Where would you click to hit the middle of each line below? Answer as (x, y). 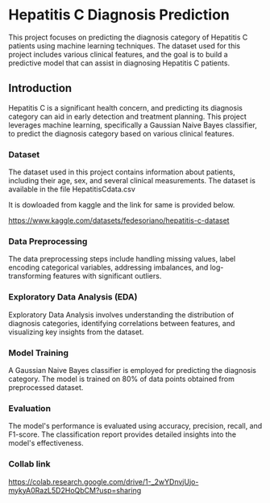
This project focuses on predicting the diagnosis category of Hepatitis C (128, 37)
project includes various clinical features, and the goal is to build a (118, 54)
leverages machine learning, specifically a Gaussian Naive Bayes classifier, (133, 125)
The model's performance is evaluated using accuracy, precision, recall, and (135, 426)
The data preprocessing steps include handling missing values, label (122, 259)
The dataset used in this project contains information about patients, (122, 172)
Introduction (40, 88)
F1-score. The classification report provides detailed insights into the (122, 434)
